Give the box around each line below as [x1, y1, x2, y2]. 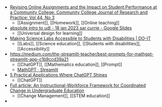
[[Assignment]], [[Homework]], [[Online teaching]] [17, 20, 120, 26]
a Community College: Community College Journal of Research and [9, 9, 148, 15]
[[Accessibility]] [17, 46, 50, 52]
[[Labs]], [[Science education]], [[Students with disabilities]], [17, 41, 141, 46]
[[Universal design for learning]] [17, 30, 82, 36]
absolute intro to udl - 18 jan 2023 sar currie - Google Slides [9, 25, 132, 31]
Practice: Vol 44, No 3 [9, 15, 55, 20]
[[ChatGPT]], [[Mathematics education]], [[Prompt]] [17, 61, 122, 67]
